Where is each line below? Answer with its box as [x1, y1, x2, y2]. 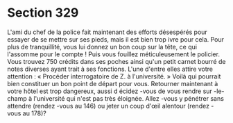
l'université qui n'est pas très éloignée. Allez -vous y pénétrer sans [33, 94, 224, 102]
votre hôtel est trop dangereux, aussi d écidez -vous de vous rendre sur [7, 87, 213, 95]
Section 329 [7, 5, 79, 21]
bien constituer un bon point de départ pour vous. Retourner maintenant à [7, 79, 218, 88]
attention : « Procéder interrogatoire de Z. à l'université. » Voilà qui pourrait [7, 72, 221, 81]
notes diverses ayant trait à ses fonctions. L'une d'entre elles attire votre [7, 65, 214, 73]
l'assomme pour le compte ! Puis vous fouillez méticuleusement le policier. [7, 50, 221, 58]
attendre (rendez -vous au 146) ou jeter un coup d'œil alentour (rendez [7, 101, 210, 110]
